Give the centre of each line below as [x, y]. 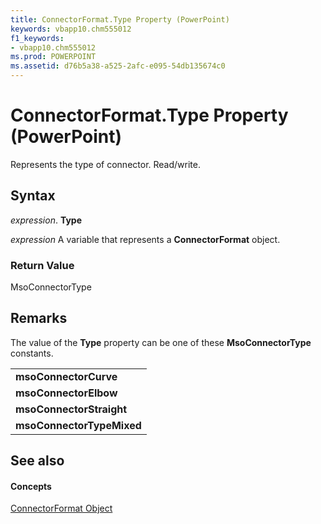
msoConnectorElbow [66, 393]
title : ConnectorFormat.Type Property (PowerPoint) [120, 19]
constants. [32, 353]
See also [37, 461]
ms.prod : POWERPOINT [53, 57]
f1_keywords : [37, 38]
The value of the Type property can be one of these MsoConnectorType [161, 342]
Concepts [31, 486]
